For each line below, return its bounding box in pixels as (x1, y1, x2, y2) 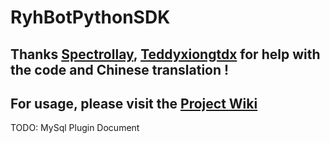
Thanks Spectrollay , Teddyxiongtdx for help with (10, 46, 321, 63)
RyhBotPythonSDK (10, 6, 171, 29)
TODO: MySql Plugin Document (10, 122, 140, 134)
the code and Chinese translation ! (10, 61, 230, 78)
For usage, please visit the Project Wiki (10, 95, 258, 112)
